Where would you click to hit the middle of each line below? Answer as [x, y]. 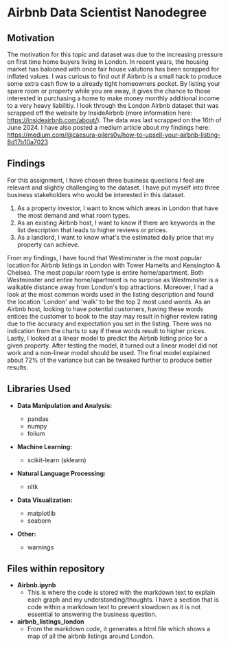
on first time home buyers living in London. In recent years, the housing [108, 62]
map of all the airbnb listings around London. [91, 636]
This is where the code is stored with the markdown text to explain [121, 593]
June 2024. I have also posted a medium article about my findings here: [109, 127]
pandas [38, 419]
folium [36, 433]
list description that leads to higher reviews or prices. [92, 230]
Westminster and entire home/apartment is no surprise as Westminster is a [113, 280]
